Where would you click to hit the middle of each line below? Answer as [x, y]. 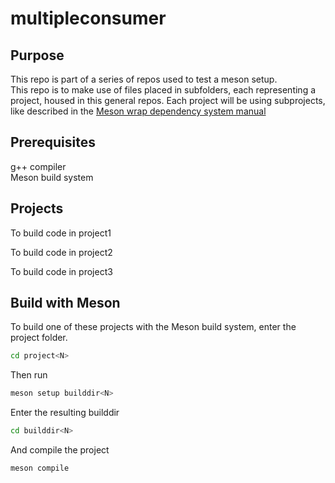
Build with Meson [65, 303]
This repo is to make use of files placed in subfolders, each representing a [163, 90]
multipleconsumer [88, 18]
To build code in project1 [61, 233]
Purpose [37, 55]
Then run [29, 375]
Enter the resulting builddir [65, 413]
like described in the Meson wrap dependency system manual [138, 111]
